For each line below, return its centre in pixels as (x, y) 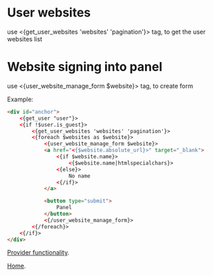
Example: (20, 99)
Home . (16, 266)
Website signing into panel (85, 67)
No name (79, 176)
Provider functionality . (38, 253)
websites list (25, 39)
